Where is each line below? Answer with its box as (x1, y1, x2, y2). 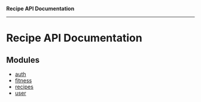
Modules (6, 55, 40, 65)
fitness (14, 77, 32, 84)
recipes (14, 83, 34, 90)
